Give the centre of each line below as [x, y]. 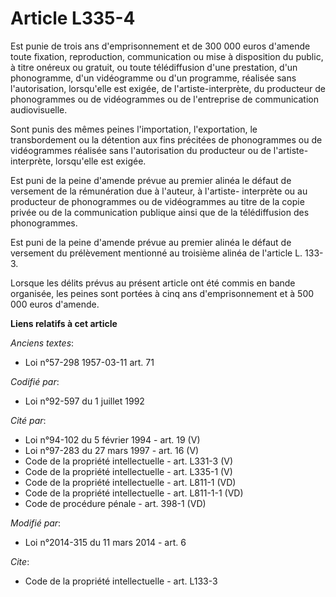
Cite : [20, 561]
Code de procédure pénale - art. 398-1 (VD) [115, 503]
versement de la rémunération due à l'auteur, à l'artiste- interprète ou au [159, 191]
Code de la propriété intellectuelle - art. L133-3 [121, 581]
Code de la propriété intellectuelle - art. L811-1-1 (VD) [134, 493]
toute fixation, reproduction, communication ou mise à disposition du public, [167, 56]
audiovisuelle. [39, 109]
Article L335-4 [73, 18]
